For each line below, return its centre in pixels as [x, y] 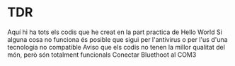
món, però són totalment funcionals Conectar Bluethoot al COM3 [102, 55]
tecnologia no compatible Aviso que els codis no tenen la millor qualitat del [116, 47]
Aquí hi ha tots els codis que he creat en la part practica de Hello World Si [115, 32]
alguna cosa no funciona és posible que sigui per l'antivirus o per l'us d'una [117, 39]
